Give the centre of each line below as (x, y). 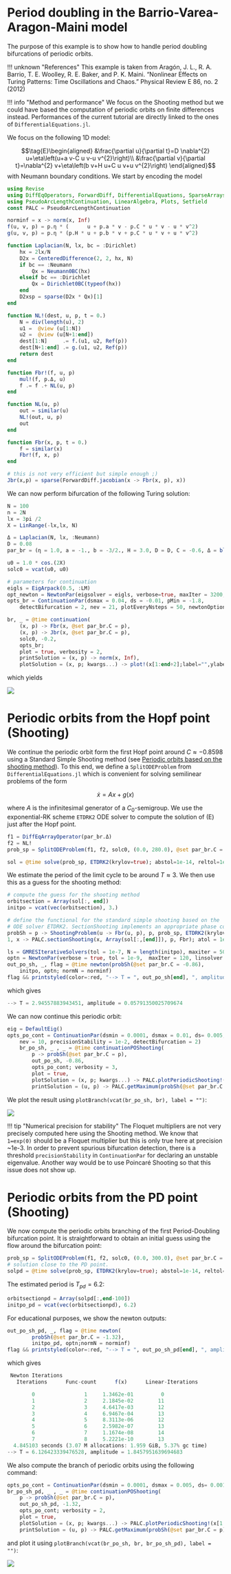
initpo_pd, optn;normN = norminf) (81, 1344)
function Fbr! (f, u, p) (41, 373)
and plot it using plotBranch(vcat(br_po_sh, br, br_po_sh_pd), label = (109, 1543)
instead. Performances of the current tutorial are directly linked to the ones (113, 117)
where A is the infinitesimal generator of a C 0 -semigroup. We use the (105, 808)
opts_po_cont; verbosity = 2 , (63, 1511)
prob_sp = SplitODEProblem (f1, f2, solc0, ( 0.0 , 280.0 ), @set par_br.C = (115, 850)
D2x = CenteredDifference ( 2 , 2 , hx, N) (77, 258)
